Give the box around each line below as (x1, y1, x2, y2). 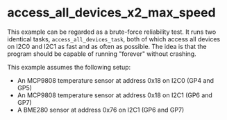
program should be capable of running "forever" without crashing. (7, 50, 196, 58)
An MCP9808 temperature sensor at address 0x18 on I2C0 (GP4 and (17, 76, 214, 84)
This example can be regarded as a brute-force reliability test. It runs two (7, 28, 217, 36)
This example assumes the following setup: (7, 63, 131, 71)
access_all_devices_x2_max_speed (7, 5, 217, 21)
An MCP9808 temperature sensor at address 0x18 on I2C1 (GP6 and (17, 91, 213, 99)
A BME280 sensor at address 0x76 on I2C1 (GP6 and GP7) (17, 106, 185, 114)
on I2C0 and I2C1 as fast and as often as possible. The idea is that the (7, 42, 207, 50)
